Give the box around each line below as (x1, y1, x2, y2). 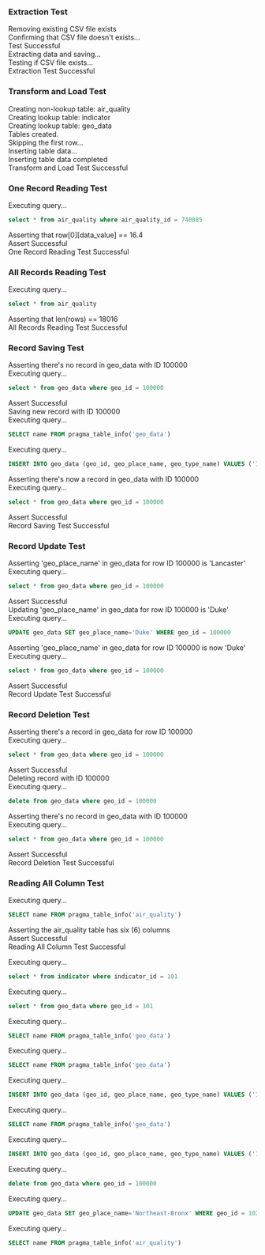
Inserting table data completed (8, 154, 108, 164)
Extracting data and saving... (8, 50, 101, 59)
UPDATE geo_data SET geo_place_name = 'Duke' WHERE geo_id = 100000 (8, 628, 231, 637)
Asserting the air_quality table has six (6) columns (8, 924, 171, 935)
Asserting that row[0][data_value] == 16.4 (8, 230, 144, 240)
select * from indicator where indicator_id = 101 (8, 972, 178, 981)
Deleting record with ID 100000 (8, 773, 110, 783)
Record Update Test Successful (8, 689, 111, 698)
